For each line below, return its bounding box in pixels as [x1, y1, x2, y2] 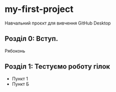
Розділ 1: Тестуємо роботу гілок [4, 62, 110, 71]
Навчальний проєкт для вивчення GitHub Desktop [4, 20, 111, 26]
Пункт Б [11, 81, 29, 87]
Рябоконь [4, 47, 25, 53]
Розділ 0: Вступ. [4, 34, 58, 43]
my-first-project [4, 3, 73, 15]
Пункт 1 [11, 75, 28, 81]
